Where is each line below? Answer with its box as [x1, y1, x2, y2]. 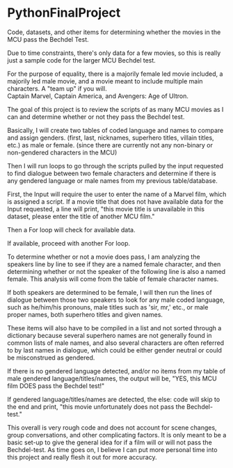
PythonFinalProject [7, 5, 121, 21]
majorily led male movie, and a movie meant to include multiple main [7, 76, 203, 85]
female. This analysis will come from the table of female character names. [7, 275, 219, 283]
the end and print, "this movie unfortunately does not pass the [7, 402, 186, 411]
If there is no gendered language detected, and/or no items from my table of [7, 366, 226, 375]
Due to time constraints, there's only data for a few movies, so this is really [7, 49, 221, 57]
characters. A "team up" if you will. [7, 84, 107, 92]
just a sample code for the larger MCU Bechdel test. [7, 56, 156, 64]
